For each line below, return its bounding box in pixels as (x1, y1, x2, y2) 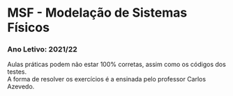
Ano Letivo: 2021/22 (7, 45, 78, 54)
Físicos (7, 19, 50, 35)
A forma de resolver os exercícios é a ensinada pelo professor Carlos (7, 75, 206, 83)
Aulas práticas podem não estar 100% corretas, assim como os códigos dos (7, 61, 227, 69)
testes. (7, 67, 27, 76)
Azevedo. (7, 82, 35, 91)
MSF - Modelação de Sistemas (7, 5, 188, 21)
